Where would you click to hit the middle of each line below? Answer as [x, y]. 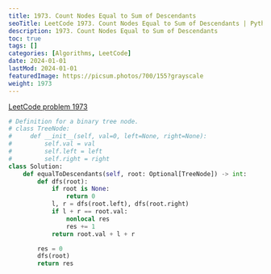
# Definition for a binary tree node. [73, 121]
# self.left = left [56, 151]
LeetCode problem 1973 [48, 107]
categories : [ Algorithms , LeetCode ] [70, 53]
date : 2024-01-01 [38, 61]
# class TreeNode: [39, 129]
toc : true [25, 38]
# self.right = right [59, 158]
